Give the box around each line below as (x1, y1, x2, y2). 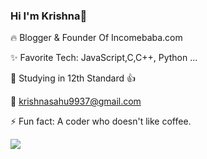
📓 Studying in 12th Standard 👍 (10, 72, 137, 84)
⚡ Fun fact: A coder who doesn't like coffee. (10, 115, 192, 128)
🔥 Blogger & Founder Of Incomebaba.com (10, 32, 183, 44)
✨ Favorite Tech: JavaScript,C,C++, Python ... (10, 52, 198, 64)
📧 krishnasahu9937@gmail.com (10, 95, 142, 108)
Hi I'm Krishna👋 (10, 9, 88, 23)
